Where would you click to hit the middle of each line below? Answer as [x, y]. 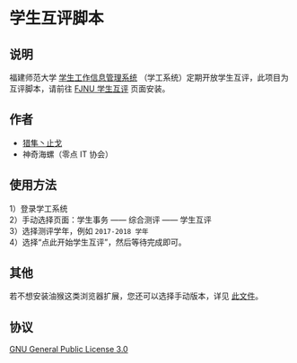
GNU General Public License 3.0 [69, 350]
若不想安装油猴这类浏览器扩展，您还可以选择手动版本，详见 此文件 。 [136, 296]
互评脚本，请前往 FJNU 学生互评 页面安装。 [90, 89]
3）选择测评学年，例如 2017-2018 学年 [79, 230]
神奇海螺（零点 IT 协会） [68, 154]
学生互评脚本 [57, 18]
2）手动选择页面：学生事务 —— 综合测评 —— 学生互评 [111, 220]
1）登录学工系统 [39, 208]
